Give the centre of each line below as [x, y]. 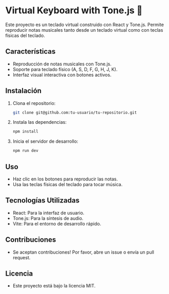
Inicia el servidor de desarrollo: [45, 141]
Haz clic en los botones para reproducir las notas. [65, 179]
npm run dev [25, 151]
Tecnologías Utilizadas [43, 201]
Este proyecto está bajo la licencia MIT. [54, 286]
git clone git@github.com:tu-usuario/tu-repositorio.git [75, 112]
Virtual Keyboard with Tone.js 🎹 [74, 10]
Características [30, 51]
